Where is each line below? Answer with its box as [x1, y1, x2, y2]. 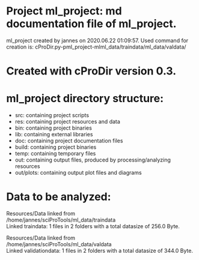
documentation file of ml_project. [6, 17, 177, 31]
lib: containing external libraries [14, 131, 93, 138]
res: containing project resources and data [14, 118, 120, 125]
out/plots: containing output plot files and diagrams [14, 169, 142, 177]
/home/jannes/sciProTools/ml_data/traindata [6, 216, 116, 223]
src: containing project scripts [14, 112, 89, 119]
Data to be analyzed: [6, 190, 111, 204]
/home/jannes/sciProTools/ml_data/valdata [6, 241, 112, 247]
